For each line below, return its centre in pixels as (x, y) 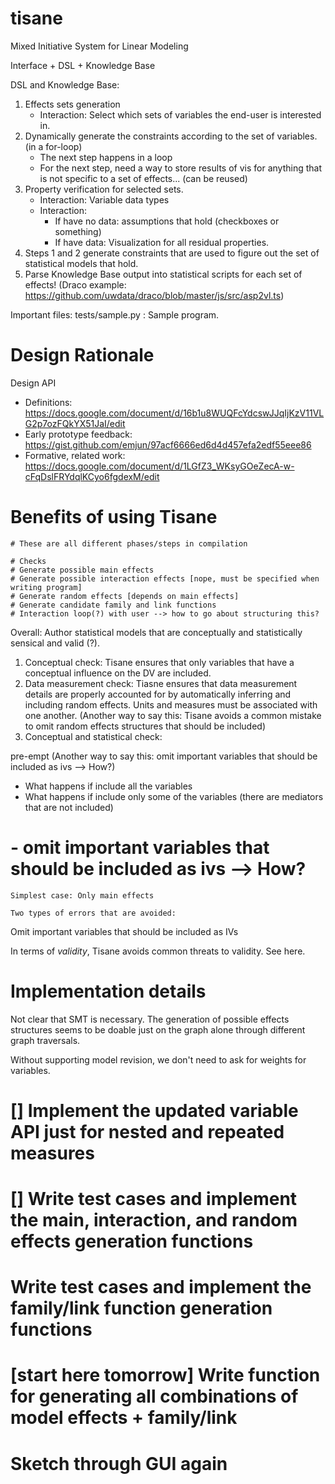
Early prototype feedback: (78, 434)
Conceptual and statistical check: (93, 736)
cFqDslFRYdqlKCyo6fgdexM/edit (92, 476)
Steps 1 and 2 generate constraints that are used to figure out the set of (172, 253)
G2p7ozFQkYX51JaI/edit (75, 423)
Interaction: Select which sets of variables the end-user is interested (180, 114)
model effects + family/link (124, 1418)
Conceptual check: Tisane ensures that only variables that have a (159, 662)
